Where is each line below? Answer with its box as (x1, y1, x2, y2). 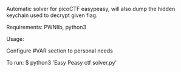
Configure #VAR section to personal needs (6, 47, 114, 54)
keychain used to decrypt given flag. (6, 12, 98, 19)
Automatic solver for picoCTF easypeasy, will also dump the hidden (6, 5, 176, 12)
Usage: (6, 35, 24, 42)
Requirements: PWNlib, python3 (6, 24, 87, 31)
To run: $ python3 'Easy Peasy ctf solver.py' (6, 59, 117, 66)
